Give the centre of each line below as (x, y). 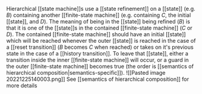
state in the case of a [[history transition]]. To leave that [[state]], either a (97, 53)
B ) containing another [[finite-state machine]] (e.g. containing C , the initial (99, 15)
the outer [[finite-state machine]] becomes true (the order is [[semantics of (100, 66)
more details (22, 86)
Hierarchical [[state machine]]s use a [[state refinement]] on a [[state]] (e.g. (101, 9)
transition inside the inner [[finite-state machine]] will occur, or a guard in (98, 60)
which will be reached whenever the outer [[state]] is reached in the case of (101, 41)
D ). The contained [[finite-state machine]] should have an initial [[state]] (96, 34)
